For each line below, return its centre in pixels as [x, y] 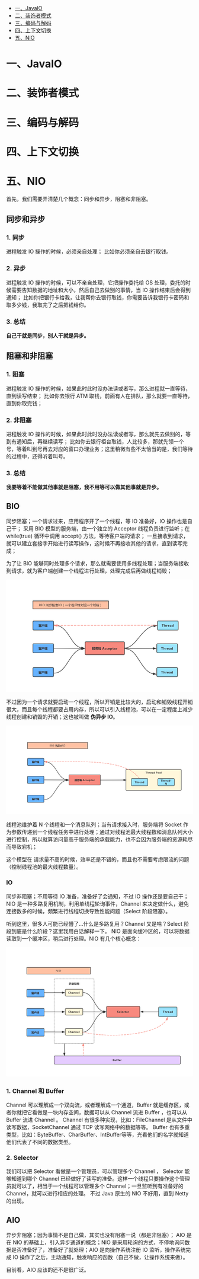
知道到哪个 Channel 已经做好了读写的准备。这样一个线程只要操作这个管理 [101, 1179]
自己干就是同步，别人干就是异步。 [48, 335]
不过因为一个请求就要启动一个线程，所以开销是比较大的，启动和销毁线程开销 [99, 702]
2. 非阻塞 [19, 420]
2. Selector [22, 1158]
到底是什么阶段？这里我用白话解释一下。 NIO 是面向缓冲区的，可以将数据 [100, 931]
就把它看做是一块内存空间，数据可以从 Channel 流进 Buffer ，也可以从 [102, 1112]
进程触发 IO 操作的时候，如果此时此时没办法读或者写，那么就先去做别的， [96, 434]
